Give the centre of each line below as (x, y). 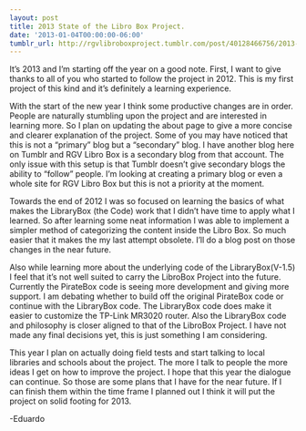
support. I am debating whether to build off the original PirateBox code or (147, 296)
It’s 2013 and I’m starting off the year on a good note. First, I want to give (145, 69)
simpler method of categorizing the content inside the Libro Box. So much (148, 231)
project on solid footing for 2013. (71, 401)
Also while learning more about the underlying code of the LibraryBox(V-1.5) (153, 267)
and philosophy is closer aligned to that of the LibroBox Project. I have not (148, 325)
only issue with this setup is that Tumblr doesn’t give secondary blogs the (148, 164)
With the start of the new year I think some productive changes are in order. (152, 107)
